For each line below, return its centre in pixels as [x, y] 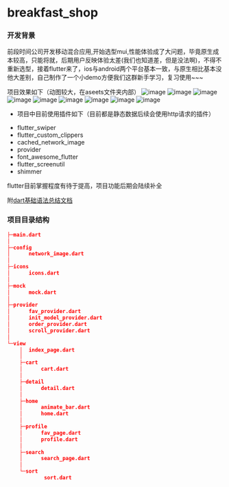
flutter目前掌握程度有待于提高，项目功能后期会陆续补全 [85, 186]
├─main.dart [24, 235]
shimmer [29, 172]
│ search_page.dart [55, 459]
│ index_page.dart [47, 350]
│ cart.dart [44, 369]
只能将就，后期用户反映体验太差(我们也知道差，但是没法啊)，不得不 [126, 61]
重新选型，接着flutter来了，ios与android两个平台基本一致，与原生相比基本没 [114, 69]
